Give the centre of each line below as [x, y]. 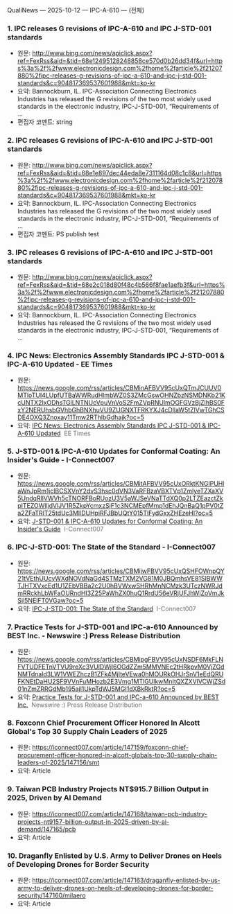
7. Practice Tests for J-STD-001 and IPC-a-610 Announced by [113, 627]
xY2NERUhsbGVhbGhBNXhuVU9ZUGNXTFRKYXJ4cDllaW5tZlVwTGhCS [121, 410]
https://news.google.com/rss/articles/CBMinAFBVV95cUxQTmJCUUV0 [119, 388]
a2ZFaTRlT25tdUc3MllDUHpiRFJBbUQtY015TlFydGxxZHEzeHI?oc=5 [115, 513]
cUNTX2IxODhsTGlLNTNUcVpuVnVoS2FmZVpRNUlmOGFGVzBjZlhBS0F [121, 403]
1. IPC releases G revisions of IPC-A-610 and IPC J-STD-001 [109, 28]
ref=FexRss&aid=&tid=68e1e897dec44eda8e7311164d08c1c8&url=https [119, 173]
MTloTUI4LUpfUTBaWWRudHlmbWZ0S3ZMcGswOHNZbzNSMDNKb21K [121, 395]
